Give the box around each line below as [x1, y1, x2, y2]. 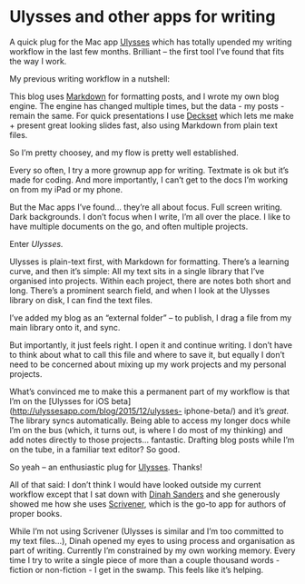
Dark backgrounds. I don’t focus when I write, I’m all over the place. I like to [9, 211, 290, 222]
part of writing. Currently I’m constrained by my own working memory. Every [9, 545, 296, 556]
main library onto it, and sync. [9, 322, 121, 332]
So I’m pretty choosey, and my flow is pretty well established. [9, 147, 239, 158]
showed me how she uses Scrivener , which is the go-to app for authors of [9, 498, 287, 510]
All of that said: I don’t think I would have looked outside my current [9, 479, 261, 490]
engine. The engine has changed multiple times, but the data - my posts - [9, 100, 285, 111]
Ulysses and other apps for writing [9, 6, 276, 27]
